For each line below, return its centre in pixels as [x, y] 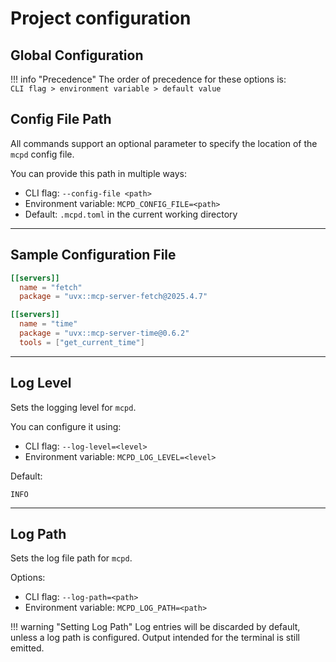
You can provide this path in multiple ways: [99, 173]
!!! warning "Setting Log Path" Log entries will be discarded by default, [155, 627]
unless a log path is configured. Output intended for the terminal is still [155, 638]
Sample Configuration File [93, 255]
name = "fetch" [51, 287]
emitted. [27, 648]
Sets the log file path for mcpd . [71, 558]
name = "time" [48, 324]
